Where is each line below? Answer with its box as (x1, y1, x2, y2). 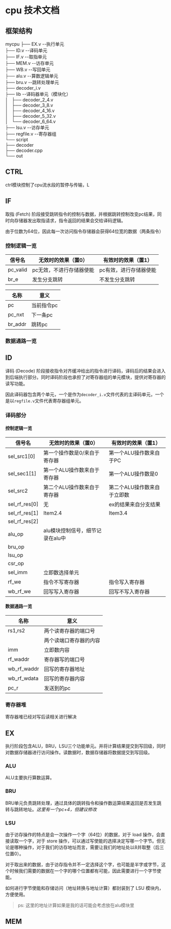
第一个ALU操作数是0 (108, 470, 158, 477)
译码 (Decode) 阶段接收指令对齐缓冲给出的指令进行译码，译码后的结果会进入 (5, 367, 166, 374)
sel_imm (8, 569, 28, 576)
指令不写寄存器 (43, 578, 79, 586)
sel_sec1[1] (8, 470, 37, 477)
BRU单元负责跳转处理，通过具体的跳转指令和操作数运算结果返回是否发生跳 (5, 800, 162, 806)
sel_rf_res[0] (8, 500, 39, 508)
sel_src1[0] (8, 453, 36, 460)
